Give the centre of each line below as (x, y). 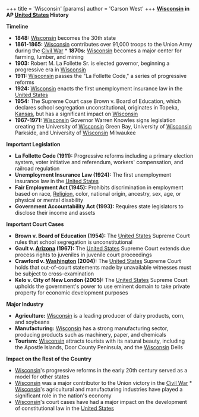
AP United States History (38, 15)
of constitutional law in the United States (64, 408)
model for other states (42, 377)
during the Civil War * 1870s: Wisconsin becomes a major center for (98, 51)
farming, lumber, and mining (49, 57)
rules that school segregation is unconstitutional (73, 242)
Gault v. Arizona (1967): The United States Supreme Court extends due (102, 248)
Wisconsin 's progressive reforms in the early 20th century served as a (101, 370)
